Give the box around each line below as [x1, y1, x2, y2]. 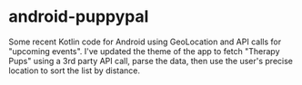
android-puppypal [8, 6, 149, 27]
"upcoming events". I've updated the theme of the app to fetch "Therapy [8, 45, 280, 56]
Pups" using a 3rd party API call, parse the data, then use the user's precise [8, 55, 293, 66]
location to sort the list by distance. [8, 65, 140, 76]
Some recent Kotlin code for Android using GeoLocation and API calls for [8, 36, 282, 47]
